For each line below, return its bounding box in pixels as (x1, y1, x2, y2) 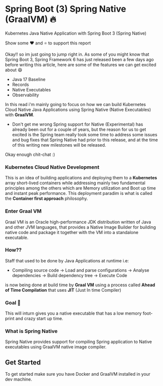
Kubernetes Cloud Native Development (5, 164, 100, 171)
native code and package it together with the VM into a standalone (5, 229, 139, 235)
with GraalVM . (5, 111, 35, 118)
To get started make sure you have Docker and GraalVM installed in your (5, 371, 151, 377)
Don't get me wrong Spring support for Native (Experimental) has (12, 121, 144, 127)
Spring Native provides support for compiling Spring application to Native (5, 339, 152, 345)
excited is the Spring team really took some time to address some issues (12, 131, 158, 137)
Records (12, 82, 29, 87)
